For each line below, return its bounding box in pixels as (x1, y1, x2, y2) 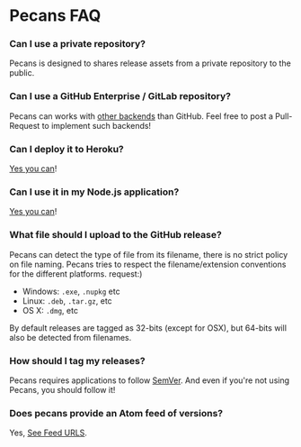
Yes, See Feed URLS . (9, 427, 88, 438)
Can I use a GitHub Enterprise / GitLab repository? (9, 90, 232, 103)
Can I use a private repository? (9, 38, 146, 50)
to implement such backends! (41, 120, 151, 131)
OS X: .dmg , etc (22, 305, 79, 315)
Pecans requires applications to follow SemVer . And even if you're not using (9, 375, 290, 386)
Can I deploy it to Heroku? (9, 142, 124, 155)
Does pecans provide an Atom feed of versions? (9, 406, 223, 419)
